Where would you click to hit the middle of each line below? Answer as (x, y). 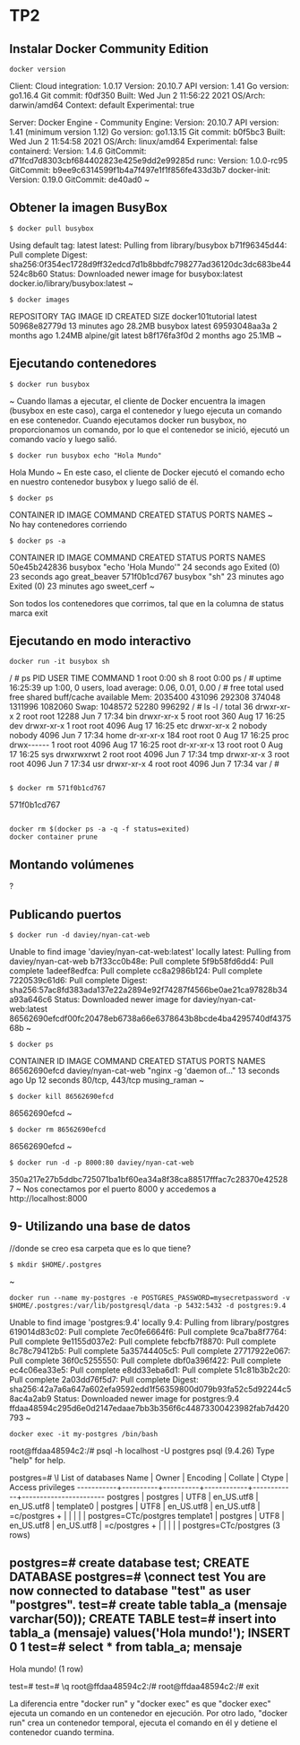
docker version (38, 69)
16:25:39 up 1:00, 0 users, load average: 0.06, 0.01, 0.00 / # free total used (147, 688)
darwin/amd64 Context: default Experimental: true (102, 105)
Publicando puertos (66, 915)
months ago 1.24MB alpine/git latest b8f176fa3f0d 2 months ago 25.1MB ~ (146, 335)
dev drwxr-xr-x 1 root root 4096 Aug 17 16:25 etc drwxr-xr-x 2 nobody (138, 726)
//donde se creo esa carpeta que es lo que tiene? (100, 1248)
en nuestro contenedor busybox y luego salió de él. (104, 482)
